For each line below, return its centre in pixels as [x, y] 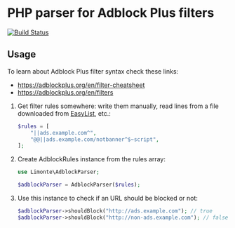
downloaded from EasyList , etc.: [64, 113]
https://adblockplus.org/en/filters [65, 92]
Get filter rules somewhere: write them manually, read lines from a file [118, 106]
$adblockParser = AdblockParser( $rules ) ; [79, 185]
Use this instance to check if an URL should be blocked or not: [108, 198]
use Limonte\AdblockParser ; [58, 172]
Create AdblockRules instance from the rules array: [92, 159]
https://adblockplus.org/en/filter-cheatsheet [81, 85]
